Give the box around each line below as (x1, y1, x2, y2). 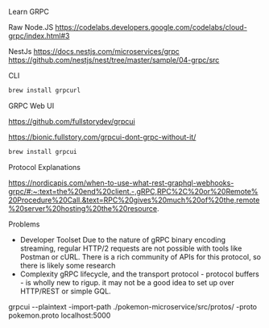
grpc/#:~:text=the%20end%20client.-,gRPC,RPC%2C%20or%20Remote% (8, 186, 259, 196)
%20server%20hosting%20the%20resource (8, 203, 158, 213)
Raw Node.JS (8, 23, 54, 31)
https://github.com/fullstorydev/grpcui (8, 116, 135, 126)
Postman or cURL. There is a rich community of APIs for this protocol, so (19, 251, 262, 261)
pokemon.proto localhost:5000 (8, 310, 111, 320)
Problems (8, 219, 40, 229)
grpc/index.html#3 (8, 31, 70, 40)
